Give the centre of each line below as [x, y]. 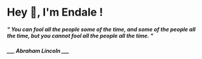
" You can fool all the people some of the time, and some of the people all [101, 29]
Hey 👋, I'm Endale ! [55, 12]
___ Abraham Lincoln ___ [38, 51]
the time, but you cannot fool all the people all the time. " [80, 36]
